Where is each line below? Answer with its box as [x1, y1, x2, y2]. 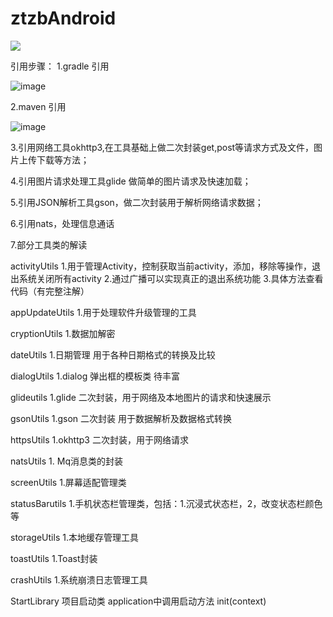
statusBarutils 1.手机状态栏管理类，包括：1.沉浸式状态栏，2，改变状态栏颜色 [10, 497, 323, 509]
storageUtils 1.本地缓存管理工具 [10, 531, 139, 543]
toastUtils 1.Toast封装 [10, 552, 98, 564]
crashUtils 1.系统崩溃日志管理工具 [10, 573, 148, 586]
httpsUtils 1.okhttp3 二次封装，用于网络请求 [10, 433, 189, 446]
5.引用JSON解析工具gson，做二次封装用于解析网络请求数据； [10, 196, 264, 208]
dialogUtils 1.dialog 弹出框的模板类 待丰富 [10, 370, 181, 382]
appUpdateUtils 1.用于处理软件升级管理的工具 [10, 306, 197, 318]
